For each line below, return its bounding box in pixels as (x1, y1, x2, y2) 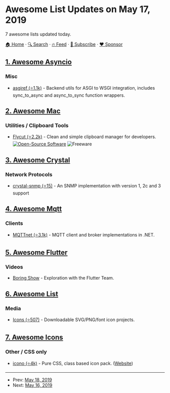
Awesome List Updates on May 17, (5, 4, 150, 15)
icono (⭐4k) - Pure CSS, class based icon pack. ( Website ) (12, 360, 133, 366)
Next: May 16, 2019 (12, 382, 53, 388)
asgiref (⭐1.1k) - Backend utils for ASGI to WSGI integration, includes (12, 85, 155, 91)
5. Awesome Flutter (5, 248, 68, 257)
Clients (5, 220, 23, 227)
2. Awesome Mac (5, 107, 61, 115)
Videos (5, 263, 23, 270)
